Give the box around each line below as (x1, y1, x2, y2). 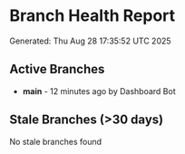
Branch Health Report (9, 5, 176, 26)
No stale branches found (9, 136, 102, 147)
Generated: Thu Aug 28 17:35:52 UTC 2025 (9, 35, 171, 46)
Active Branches (9, 62, 105, 77)
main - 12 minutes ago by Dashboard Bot (22, 85, 177, 96)
